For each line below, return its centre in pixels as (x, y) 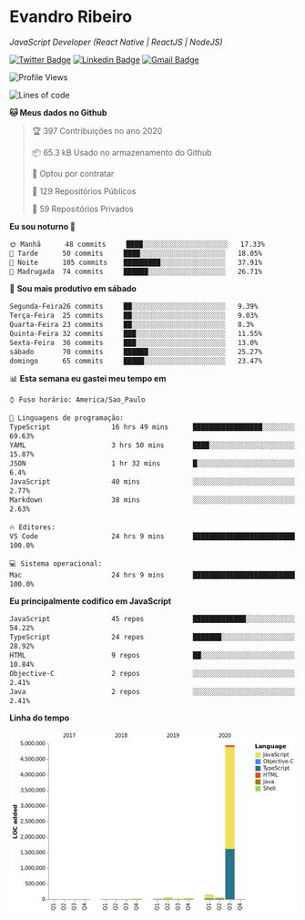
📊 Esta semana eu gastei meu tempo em (88, 378)
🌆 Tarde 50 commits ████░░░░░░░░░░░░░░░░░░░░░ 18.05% (136, 253)
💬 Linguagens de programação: (67, 418)
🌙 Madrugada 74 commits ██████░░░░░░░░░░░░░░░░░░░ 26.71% (136, 271)
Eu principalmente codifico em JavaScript (90, 601)
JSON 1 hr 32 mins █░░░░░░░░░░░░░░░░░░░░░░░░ (152, 463)
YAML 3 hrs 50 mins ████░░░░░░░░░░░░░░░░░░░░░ (152, 445)
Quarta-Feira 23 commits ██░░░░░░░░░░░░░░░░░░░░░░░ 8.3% (132, 324)
